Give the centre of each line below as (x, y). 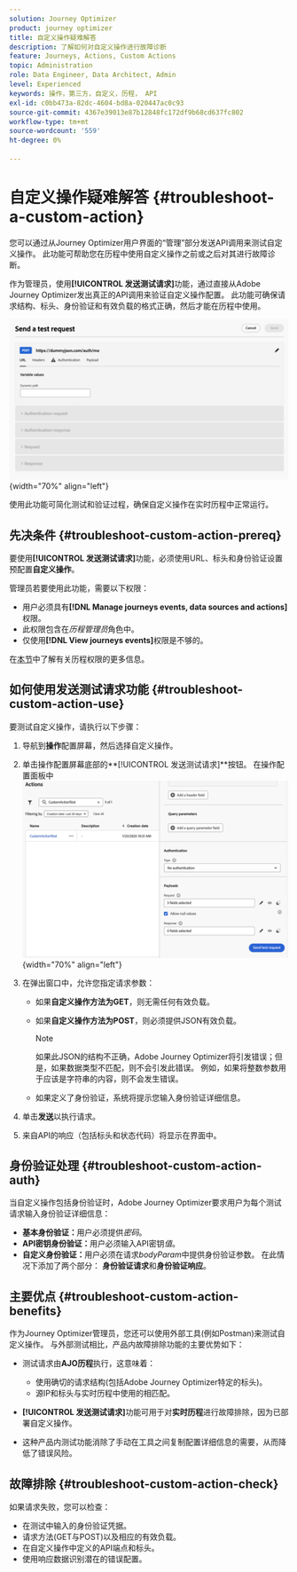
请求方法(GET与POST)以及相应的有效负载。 (102, 1537)
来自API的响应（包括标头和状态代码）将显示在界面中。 (121, 1135)
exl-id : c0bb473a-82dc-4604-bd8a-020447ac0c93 (97, 103)
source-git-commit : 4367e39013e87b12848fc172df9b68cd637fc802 (126, 112)
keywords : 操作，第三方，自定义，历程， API (83, 93)
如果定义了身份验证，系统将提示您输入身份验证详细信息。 (140, 1097)
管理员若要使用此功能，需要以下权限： (79, 588)
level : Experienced (45, 84)
